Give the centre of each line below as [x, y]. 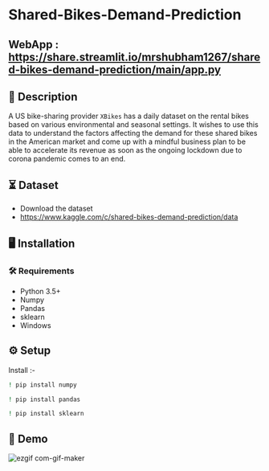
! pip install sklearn [46, 414]
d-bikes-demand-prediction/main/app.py [115, 70]
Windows [35, 325]
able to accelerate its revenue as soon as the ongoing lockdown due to [125, 150]
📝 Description [43, 97]
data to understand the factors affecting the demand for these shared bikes [133, 133]
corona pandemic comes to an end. [67, 159]
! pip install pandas [45, 399]
